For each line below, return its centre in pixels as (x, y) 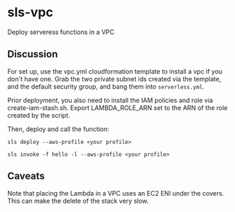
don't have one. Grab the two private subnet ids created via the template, (114, 79)
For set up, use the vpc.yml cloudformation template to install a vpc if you (115, 71)
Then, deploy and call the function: (59, 129)
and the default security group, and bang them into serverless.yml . (106, 87)
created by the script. (39, 115)
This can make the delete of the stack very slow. (78, 201)
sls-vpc (30, 12)
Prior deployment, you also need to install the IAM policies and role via (110, 100)
